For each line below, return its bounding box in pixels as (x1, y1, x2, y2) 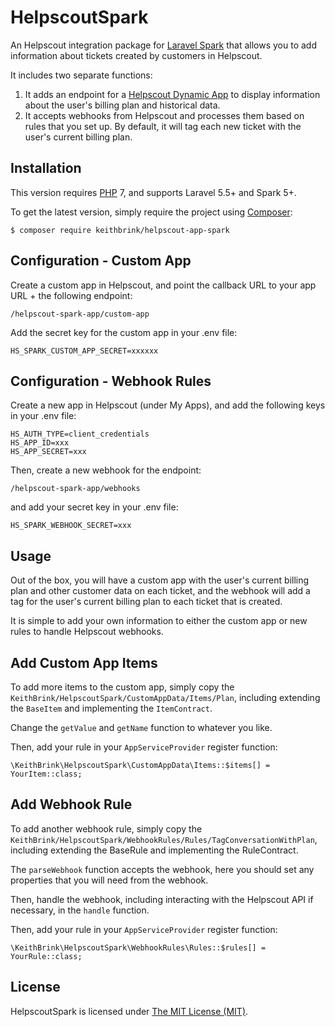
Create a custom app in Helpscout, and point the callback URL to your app (10, 279, 317, 291)
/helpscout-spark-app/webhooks (10, 484, 141, 494)
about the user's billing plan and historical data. (24, 99, 221, 111)
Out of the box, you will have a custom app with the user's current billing (10, 574, 310, 586)
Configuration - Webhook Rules (10, 372, 212, 390)
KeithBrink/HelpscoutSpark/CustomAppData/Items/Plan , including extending (10, 692, 321, 703)
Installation (10, 160, 82, 177)
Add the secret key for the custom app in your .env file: (10, 326, 238, 338)
